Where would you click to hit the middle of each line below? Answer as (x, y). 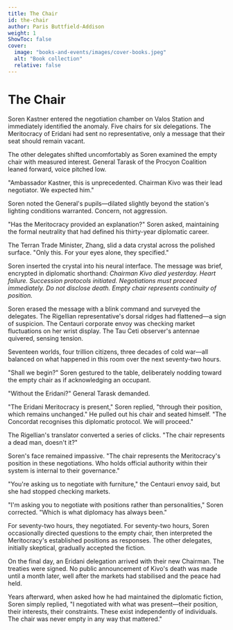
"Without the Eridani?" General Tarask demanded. (79, 393)
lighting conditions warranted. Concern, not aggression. (88, 211)
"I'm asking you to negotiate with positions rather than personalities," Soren (116, 504)
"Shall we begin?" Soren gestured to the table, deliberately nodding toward (115, 373)
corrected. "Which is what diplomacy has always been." (87, 512)
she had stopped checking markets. (59, 491)
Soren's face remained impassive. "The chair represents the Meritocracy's (114, 456)
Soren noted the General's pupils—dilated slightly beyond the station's (109, 203)
